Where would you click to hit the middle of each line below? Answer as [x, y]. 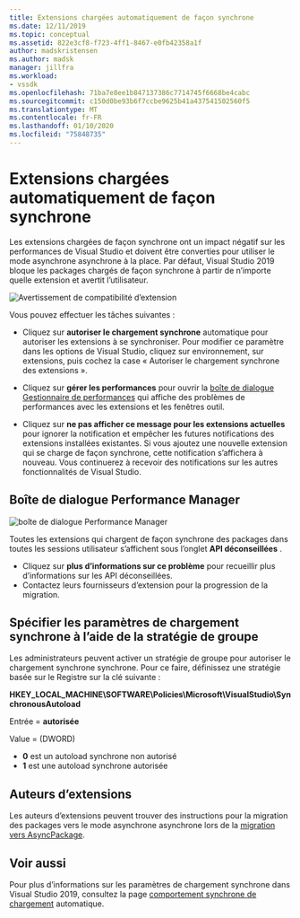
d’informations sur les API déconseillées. [97, 575]
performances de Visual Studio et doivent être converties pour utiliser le [142, 251]
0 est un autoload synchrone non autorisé [99, 756]
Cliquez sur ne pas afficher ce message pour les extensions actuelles [154, 424]
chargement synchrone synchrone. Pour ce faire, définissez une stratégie [145, 668]
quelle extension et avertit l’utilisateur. [79, 280]
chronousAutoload [45, 704]
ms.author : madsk [42, 59]
